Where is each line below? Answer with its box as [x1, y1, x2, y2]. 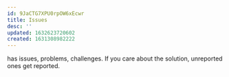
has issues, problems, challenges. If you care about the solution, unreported [7, 54, 223, 63]
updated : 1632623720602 [7, 29, 76, 36]
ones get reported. [7, 62, 61, 70]
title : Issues [7, 16, 48, 23]
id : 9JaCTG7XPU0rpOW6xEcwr [7, 10, 85, 17]
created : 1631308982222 [7, 36, 76, 43]
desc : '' [7, 23, 32, 30]
